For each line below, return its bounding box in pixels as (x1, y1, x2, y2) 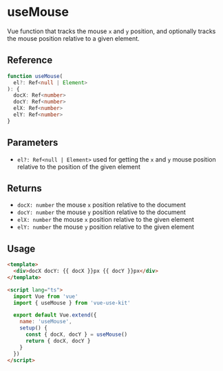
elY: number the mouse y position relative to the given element (17, 222, 195, 231)
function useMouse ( (7, 73, 63, 79)
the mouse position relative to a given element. (7, 34, 140, 42)
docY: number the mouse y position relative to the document (17, 208, 186, 216)
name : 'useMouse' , (19, 318, 72, 325)
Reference (7, 55, 53, 66)
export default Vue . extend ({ (13, 312, 97, 318)
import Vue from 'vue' (13, 293, 78, 300)
